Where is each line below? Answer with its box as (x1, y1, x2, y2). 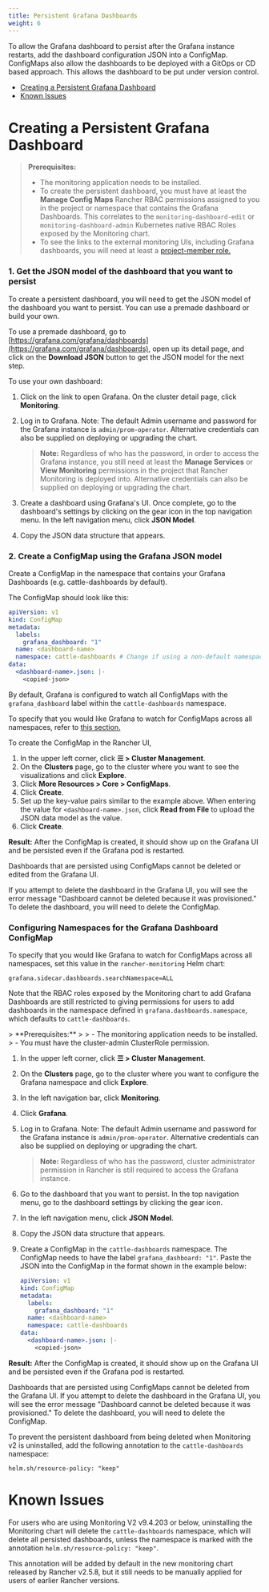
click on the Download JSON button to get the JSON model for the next (8, 352, 244, 361)
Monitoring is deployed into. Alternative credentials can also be (39, 474, 248, 483)
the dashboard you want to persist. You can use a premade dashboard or (8, 302, 250, 312)
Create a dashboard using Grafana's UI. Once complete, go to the (19, 498, 237, 507)
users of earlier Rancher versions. (8, 1575, 120, 1585)
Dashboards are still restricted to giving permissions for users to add (8, 997, 235, 1006)
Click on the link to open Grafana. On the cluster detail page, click (19, 392, 237, 401)
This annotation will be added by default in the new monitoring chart (8, 1558, 234, 1568)
